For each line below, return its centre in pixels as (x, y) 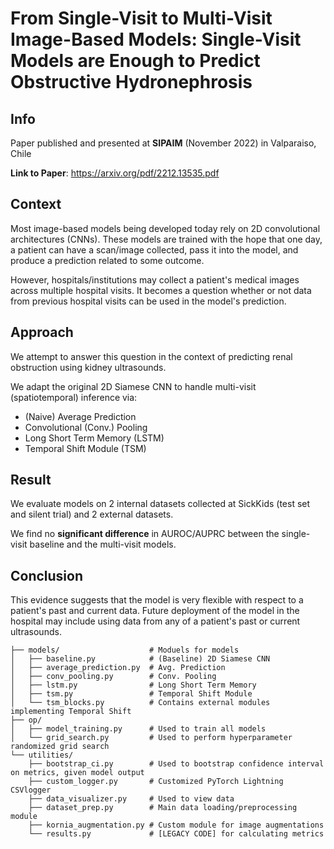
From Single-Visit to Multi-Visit (141, 18)
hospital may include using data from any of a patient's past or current (155, 621)
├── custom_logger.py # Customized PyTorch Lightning (156, 782)
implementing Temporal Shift (71, 712)
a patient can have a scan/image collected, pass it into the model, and (154, 249)
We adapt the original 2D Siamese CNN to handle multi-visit (133, 386)
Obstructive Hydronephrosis (131, 82)
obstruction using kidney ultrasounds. (88, 367)
